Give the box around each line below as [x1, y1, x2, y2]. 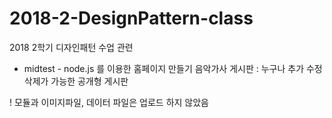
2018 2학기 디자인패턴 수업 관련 [9, 41, 134, 53]
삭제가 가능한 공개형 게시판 [23, 75, 129, 87]
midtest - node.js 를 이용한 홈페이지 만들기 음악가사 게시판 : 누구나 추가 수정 [23, 62, 323, 74]
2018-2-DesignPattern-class [9, 7, 254, 30]
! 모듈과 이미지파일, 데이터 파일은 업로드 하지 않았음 [9, 96, 209, 108]
